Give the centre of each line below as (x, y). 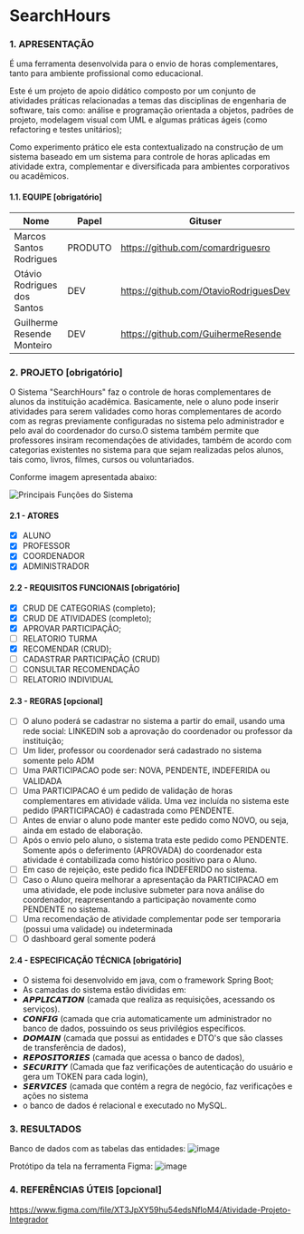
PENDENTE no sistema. (66, 909)
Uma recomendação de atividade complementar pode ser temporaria (152, 918)
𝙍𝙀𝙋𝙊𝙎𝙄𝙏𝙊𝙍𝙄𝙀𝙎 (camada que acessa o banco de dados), (133, 1057)
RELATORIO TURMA (60, 638)
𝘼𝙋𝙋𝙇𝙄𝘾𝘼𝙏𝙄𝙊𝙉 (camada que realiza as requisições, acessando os (149, 1000)
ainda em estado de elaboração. (82, 830)
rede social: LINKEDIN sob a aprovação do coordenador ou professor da (157, 731)
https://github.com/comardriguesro (195, 248)
